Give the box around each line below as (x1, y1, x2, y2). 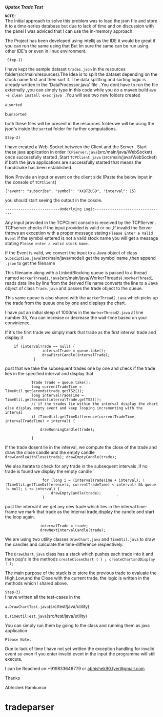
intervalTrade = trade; (40, 523, 89, 528)
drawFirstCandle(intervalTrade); (42, 353, 110, 358)
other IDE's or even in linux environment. (5, 48, 87, 54)
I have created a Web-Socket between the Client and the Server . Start (5, 144, 147, 150)
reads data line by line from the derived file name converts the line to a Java (5, 280, 158, 286)
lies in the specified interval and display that (5, 371, 94, 376)
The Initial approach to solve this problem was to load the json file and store (5, 18, 158, 23)
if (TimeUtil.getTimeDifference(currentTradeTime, (31, 414, 137, 419)
